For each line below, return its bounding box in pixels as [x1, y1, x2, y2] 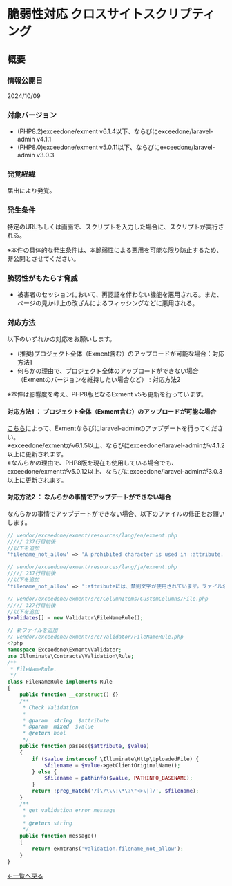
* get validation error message [22, 807, 116, 813]
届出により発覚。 [7, 186, 56, 195]
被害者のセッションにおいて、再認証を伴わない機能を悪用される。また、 [17, 291, 223, 299]
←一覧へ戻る [7, 871, 43, 880]
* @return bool [22, 730, 67, 737]
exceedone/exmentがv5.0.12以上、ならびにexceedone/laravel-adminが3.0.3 [7, 467, 223, 475]
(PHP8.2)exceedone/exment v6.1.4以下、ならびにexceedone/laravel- [17, 127, 214, 135]
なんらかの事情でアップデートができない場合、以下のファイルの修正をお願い [7, 509, 225, 518]
